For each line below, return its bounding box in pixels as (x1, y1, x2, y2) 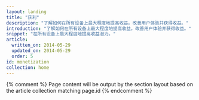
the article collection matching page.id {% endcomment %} (6, 87, 152, 95)
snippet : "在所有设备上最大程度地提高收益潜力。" (6, 31, 116, 37)
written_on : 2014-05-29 (11, 43, 71, 49)
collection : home (6, 64, 50, 71)
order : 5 (11, 53, 33, 59)
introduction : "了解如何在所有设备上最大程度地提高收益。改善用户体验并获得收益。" (6, 25, 192, 32)
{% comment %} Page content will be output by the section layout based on (6, 81, 193, 88)
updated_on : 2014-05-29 (11, 48, 71, 54)
